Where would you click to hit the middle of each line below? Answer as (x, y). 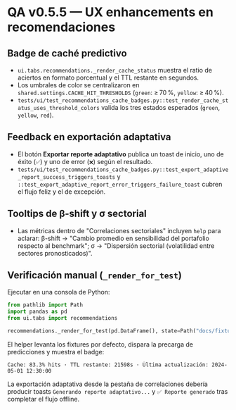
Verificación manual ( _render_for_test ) (95, 275)
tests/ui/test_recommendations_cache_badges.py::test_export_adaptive (123, 170)
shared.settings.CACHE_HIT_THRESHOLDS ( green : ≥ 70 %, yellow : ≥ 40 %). (120, 93)
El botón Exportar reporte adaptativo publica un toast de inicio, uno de (120, 154)
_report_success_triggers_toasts (66, 177)
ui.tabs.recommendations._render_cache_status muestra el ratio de (115, 70)
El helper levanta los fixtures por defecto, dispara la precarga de (100, 344)
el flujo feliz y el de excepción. (61, 192)
